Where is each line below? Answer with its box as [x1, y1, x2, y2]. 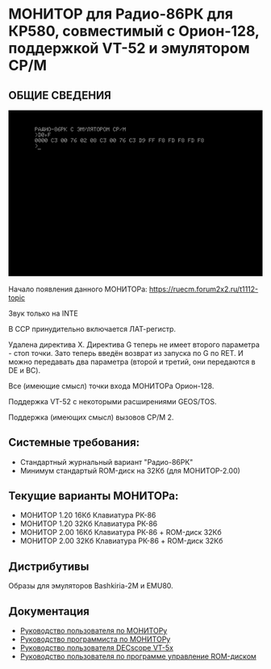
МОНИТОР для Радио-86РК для [8, 5, 234, 23]
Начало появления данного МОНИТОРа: [8, 284, 148, 294]
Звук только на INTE [8, 308, 78, 318]
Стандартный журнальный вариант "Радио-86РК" [19, 457, 194, 466]
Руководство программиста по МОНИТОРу [19, 634, 171, 644]
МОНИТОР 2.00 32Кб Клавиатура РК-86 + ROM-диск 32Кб [19, 536, 223, 546]
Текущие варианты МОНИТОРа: [8, 489, 179, 503]
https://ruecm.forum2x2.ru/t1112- [148, 284, 259, 294]
